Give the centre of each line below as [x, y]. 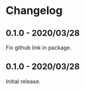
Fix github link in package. [39, 47]
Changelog [34, 11]
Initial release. [23, 81]
